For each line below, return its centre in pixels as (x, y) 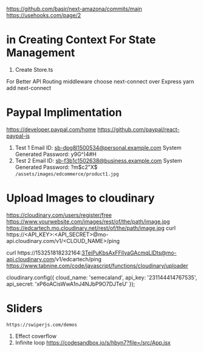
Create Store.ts (34, 69)
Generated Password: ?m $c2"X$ (56, 167)
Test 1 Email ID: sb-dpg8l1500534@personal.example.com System (98, 147)
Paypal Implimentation (64, 113)
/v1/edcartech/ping (78, 259)
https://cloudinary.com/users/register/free (59, 215)
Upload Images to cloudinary (81, 198)
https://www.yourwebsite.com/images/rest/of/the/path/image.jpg (88, 221)
